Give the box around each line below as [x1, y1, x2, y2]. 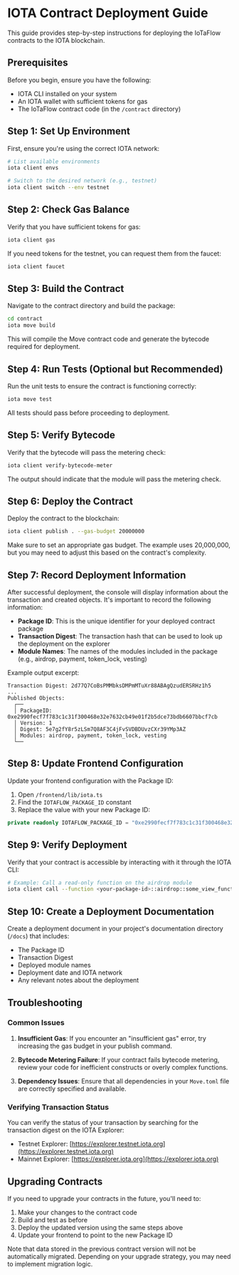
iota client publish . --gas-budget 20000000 [7, 528, 144, 535]
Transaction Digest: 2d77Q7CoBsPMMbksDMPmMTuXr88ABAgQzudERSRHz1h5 [7, 682, 212, 690]
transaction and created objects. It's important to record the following [7, 596, 211, 604]
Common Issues [7, 1018, 65, 1028]
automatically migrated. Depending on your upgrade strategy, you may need [7, 1252, 231, 1261]
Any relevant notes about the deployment [17, 976, 139, 985]
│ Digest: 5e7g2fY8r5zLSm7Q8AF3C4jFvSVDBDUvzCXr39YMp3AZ [14, 726, 186, 733]
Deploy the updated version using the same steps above [17, 1223, 184, 1232]
